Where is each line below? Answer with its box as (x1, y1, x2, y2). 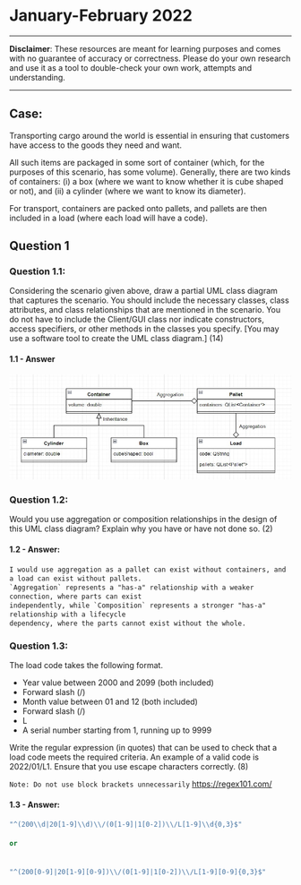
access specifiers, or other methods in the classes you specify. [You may (9, 323, 279, 334)
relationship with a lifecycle (9, 610, 126, 619)
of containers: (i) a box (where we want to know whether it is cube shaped (9, 176, 284, 186)
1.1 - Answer (9, 354, 56, 365)
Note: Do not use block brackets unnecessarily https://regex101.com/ (9, 778, 272, 789)
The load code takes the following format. (9, 659, 164, 670)
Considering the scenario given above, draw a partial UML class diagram (9, 286, 278, 296)
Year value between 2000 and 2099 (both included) (21, 677, 215, 688)
